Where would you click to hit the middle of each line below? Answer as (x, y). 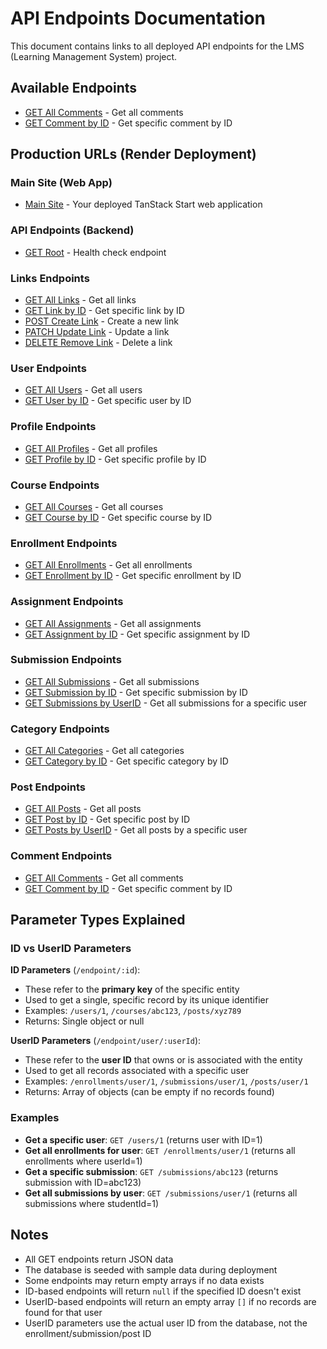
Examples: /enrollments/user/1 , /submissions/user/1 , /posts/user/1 (166, 1081)
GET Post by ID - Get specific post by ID (107, 819)
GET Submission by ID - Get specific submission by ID (136, 692)
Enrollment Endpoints (64, 543)
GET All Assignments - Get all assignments (113, 623)
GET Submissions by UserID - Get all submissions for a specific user (166, 703)
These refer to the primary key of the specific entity (132, 989)
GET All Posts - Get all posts (83, 809)
